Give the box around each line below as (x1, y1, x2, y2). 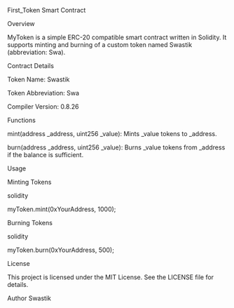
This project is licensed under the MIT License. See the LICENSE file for (7, 273, 214, 281)
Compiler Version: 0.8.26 (7, 102, 79, 111)
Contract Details (7, 62, 55, 69)
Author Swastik (7, 294, 51, 302)
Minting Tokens (7, 178, 52, 186)
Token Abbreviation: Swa (7, 89, 79, 97)
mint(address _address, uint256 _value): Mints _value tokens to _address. (7, 130, 217, 138)
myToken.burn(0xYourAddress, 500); (7, 246, 114, 254)
